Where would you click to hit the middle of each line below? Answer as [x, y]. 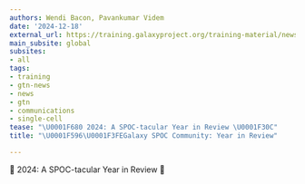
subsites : [28, 52]
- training [30, 77]
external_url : [36, 34]
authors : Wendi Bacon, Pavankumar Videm [87, 18]
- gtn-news [30, 85]
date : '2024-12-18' [46, 26]
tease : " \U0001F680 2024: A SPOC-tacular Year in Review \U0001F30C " [144, 128]
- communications [42, 111]
